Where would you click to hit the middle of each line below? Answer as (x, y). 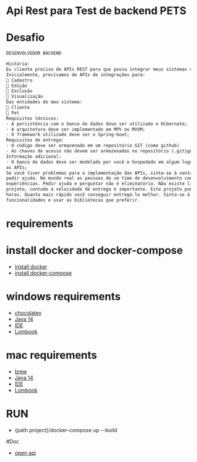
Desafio (26, 38)
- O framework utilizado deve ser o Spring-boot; (68, 135)
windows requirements (64, 297)
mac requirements (52, 355)
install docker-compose (43, 273)
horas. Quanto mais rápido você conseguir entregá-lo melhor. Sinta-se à (98, 195)
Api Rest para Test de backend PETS (96, 11)
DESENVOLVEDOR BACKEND (34, 53)
